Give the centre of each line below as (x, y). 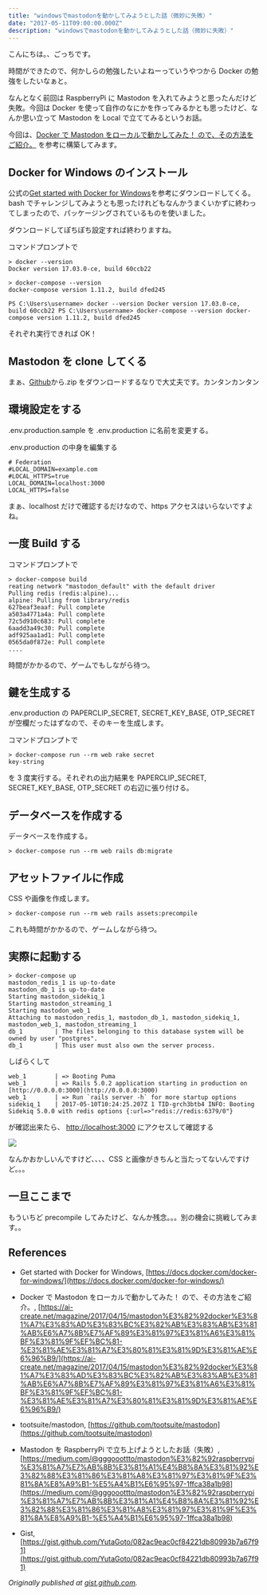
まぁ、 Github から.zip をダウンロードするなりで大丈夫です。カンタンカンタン (134, 382)
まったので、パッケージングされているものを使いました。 (116, 213)
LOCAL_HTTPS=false (39, 490)
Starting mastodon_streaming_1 (60, 1003)
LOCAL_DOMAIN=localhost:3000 (57, 483)
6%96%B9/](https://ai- (58, 1358)
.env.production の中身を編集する (63, 447)
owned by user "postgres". (53, 1038)
